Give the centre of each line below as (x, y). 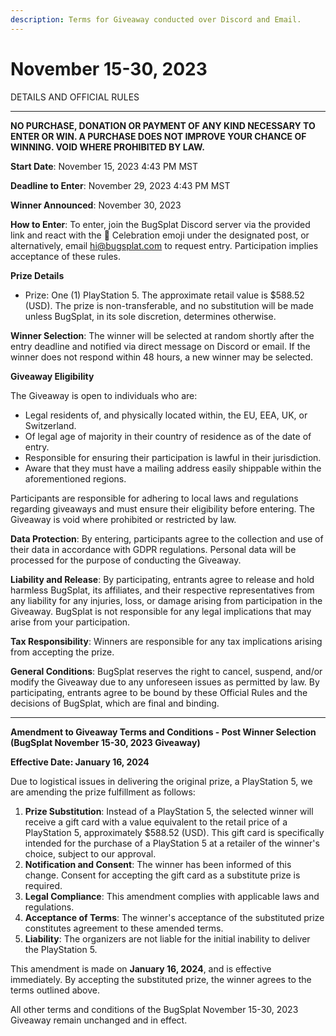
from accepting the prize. (62, 652)
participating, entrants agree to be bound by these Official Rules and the (159, 692)
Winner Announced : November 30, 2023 (96, 205)
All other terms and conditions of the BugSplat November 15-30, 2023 (154, 1009)
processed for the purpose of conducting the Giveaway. (126, 560)
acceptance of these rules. (66, 256)
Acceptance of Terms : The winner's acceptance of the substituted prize (174, 917)
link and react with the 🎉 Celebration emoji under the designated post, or (160, 235)
